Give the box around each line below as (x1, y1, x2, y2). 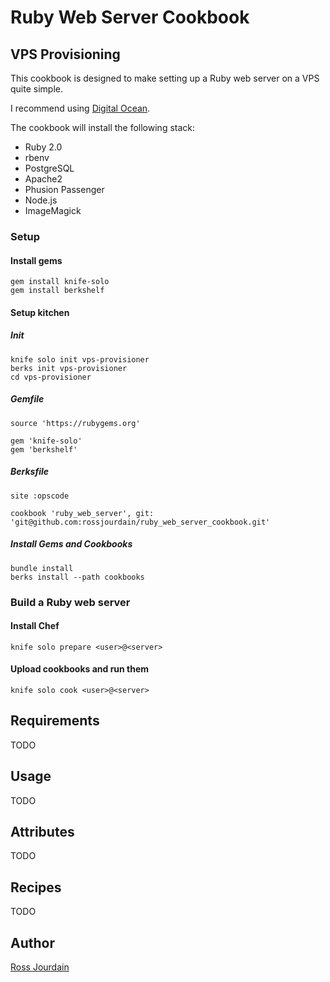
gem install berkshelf (10, 286, 105, 296)
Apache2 (24, 173, 63, 185)
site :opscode (10, 491, 70, 501)
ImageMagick (24, 205, 82, 216)
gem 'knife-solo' (10, 436, 83, 446)
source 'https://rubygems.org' (10, 418, 141, 428)
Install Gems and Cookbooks (10, 538, 133, 550)
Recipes (10, 879, 62, 896)
